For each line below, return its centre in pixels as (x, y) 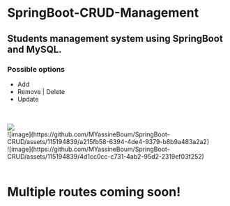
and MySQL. (34, 49)
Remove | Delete (41, 91)
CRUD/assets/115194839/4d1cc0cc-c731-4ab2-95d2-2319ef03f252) (106, 156)
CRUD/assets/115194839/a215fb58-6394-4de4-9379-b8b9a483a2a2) (108, 141)
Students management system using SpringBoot (115, 39)
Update (28, 99)
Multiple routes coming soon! (94, 192)
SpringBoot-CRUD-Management (103, 13)
